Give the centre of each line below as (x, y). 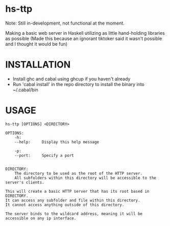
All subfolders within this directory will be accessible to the (86, 178)
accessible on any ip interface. (41, 218)
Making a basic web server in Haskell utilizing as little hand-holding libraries (85, 33)
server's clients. (25, 182)
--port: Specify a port (44, 155)
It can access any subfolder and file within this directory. (73, 200)
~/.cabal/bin (25, 90)
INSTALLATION (38, 65)
